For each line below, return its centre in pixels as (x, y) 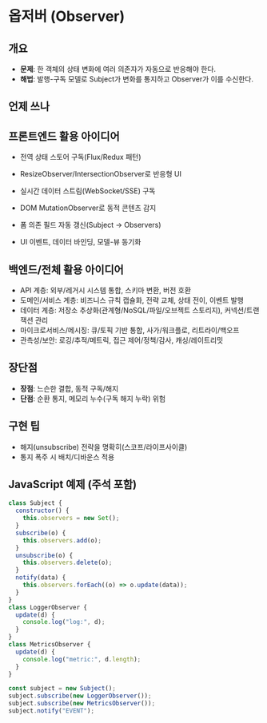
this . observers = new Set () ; (71, 518)
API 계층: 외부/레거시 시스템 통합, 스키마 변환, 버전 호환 (106, 290)
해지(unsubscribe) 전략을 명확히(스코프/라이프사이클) (104, 447)
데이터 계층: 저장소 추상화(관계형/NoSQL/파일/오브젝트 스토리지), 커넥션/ (133, 310)
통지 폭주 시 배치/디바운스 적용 (67, 457)
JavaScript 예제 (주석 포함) (73, 485)
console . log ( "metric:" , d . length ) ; (82, 659)
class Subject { (35, 503)
